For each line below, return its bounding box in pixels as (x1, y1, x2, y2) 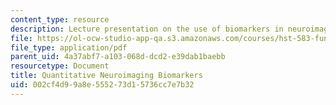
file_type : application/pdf (10, 42, 128, 53)
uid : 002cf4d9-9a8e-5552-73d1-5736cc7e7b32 (10, 80, 195, 90)
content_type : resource (10, 14, 110, 25)
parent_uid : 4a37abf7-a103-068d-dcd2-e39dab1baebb (10, 52, 226, 62)
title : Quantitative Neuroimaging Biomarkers (10, 71, 203, 81)
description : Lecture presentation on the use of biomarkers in (10, 24, 284, 34)
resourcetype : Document (10, 61, 110, 71)
